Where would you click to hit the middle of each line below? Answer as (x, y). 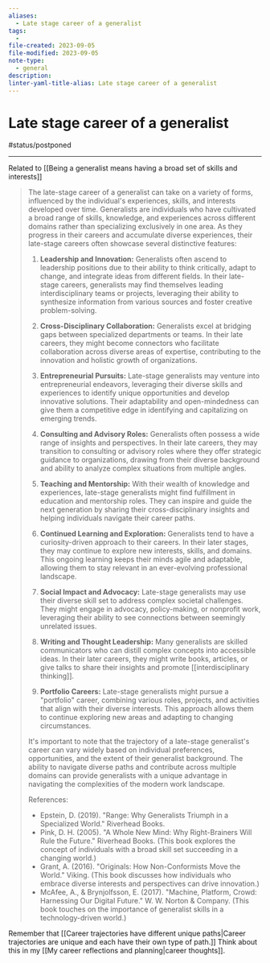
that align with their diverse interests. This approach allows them (147, 709)
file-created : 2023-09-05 (51, 46)
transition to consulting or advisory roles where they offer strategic (151, 451)
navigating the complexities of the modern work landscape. (126, 784)
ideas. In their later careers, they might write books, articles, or (144, 659)
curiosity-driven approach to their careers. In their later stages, (144, 542)
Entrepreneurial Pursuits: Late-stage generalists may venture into (149, 376)
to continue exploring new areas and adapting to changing (137, 718)
